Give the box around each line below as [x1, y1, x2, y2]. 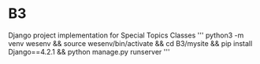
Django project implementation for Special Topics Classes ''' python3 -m [8, 30, 244, 40]
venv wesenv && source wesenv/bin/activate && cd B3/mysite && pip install [8, 38, 253, 48]
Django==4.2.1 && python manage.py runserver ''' [8, 47, 171, 56]
